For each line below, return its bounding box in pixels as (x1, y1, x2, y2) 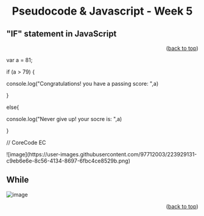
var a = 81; (6, 57, 33, 63)
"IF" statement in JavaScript (6, 29, 117, 39)
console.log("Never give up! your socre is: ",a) (6, 116, 122, 122)
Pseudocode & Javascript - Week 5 (12, 4, 193, 18)
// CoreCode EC (6, 139, 46, 146)
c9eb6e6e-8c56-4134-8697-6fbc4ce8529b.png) (6, 157, 131, 164)
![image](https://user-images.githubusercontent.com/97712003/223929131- (6, 151, 197, 158)
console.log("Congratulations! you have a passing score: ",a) (6, 80, 159, 87)
